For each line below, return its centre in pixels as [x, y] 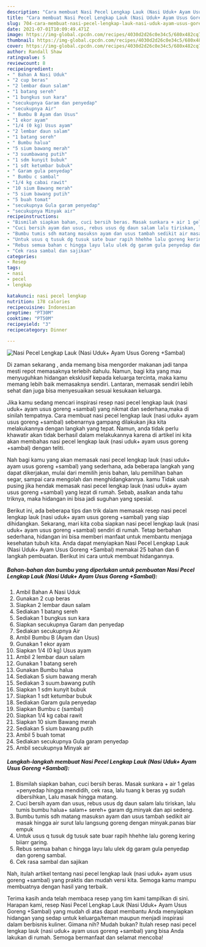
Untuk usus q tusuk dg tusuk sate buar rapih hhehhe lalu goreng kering [105, 836]
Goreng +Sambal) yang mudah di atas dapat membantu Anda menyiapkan [100, 911]
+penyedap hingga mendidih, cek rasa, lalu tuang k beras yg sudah [101, 790]
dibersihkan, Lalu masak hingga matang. [67, 797]
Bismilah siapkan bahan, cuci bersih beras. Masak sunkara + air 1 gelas [105, 784]
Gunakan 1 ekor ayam [43, 644]
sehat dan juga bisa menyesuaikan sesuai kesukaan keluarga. [84, 390]
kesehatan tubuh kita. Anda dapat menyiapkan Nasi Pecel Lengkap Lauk [98, 543]
